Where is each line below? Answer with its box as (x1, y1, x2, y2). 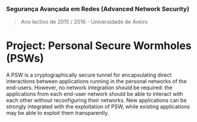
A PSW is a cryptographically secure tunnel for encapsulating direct (6, 71, 172, 79)
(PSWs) (6, 52, 45, 65)
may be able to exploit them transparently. (6, 110, 109, 117)
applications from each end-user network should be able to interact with (6, 90, 183, 98)
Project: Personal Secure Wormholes (6, 39, 192, 52)
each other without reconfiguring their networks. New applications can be (6, 97, 187, 104)
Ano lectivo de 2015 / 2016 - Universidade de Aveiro (20, 18, 148, 26)
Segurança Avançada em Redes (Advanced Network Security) (6, 5, 190, 13)
